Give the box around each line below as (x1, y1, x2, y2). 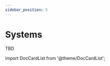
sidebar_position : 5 (5, 7, 48, 12)
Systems (5, 28, 42, 40)
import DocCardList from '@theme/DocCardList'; (5, 55, 106, 61)
